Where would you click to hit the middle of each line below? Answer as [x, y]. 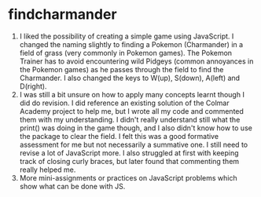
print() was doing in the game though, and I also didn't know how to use [136, 128]
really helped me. [48, 170]
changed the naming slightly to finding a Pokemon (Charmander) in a [131, 44]
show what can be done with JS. [72, 186]
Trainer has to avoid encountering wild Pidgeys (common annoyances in [136, 61]
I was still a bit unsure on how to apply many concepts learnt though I [132, 94]
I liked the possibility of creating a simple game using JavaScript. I [127, 36]
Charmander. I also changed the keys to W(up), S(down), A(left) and [130, 78]
